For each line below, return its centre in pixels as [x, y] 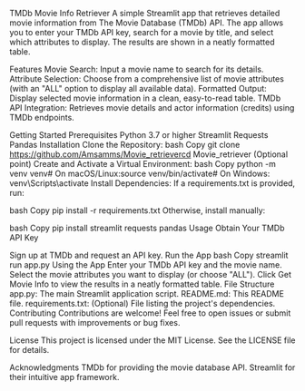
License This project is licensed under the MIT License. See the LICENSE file [152, 340]
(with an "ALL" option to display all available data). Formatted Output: [138, 88]
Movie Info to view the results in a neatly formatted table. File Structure [142, 284]
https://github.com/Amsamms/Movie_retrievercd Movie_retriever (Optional [149, 154]
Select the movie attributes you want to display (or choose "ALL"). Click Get [151, 274]
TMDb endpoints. [42, 117]
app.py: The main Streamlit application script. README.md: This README [147, 293]
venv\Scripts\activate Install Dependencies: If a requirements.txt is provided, [152, 183]
